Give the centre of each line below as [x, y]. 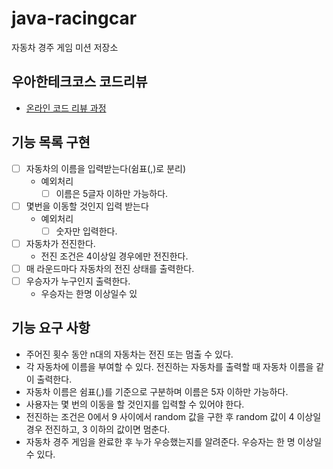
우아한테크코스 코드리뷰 [79, 82]
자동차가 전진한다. [60, 243]
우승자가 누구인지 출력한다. [78, 281]
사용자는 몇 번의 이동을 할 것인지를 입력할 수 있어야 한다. [135, 404]
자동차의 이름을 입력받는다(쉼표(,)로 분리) [106, 168]
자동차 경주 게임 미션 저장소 [65, 47]
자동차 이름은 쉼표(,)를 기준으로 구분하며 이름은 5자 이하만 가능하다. [157, 391]
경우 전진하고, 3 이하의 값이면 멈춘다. [98, 429]
